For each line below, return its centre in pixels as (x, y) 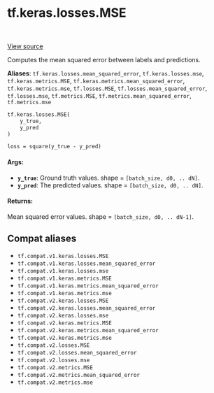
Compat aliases (42, 239)
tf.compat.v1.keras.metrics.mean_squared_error (88, 286)
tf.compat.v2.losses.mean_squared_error (77, 352)
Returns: (20, 201)
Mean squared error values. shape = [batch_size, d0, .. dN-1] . (101, 216)
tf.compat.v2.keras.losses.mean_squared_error (86, 308)
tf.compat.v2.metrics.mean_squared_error (78, 375)
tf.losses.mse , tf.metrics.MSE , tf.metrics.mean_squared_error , (99, 95)
